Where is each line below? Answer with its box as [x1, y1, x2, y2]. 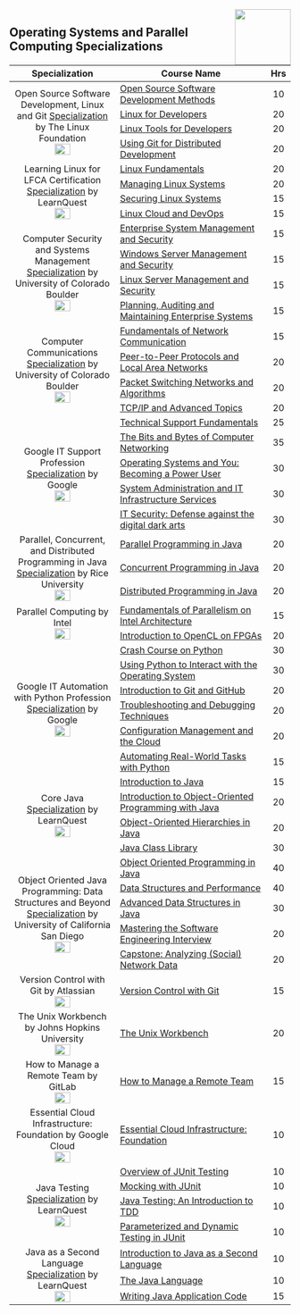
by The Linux [35, 121, 90, 133]
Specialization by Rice [16, 567, 109, 579]
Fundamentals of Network [120, 325, 229, 337]
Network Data [120, 959, 179, 971]
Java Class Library [120, 841, 198, 854]
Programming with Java [120, 801, 220, 814]
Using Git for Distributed [120, 138, 221, 149]
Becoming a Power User [120, 468, 221, 480]
